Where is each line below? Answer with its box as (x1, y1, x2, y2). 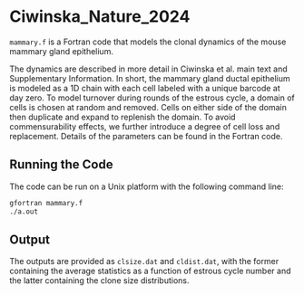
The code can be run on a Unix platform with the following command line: (9, 181, 284, 192)
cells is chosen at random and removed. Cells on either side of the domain (9, 101, 288, 112)
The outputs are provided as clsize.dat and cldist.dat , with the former (9, 256, 279, 267)
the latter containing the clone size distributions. (9, 275, 190, 286)
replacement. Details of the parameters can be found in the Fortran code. (9, 130, 283, 141)
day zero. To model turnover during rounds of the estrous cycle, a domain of (9, 92, 295, 103)
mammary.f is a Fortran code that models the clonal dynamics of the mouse (9, 36, 287, 47)
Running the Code (9, 157, 113, 173)
